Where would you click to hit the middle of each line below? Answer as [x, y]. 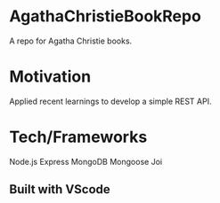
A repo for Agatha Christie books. [71, 41]
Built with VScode [60, 189]
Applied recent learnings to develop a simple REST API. [110, 101]
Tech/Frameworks [78, 137]
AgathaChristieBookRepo [106, 16]
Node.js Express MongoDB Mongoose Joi [86, 161]
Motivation [50, 77]
